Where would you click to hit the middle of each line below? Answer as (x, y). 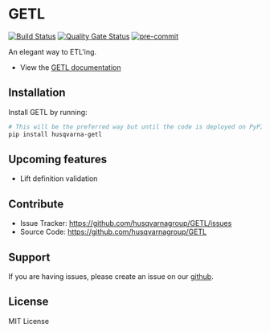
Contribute (36, 204)
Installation (37, 93)
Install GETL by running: (48, 112)
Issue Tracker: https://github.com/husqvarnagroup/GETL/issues (126, 223)
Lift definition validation (59, 178)
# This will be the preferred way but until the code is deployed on (127, 127)
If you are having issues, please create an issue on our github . (111, 276)
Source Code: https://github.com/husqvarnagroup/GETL (113, 232)
